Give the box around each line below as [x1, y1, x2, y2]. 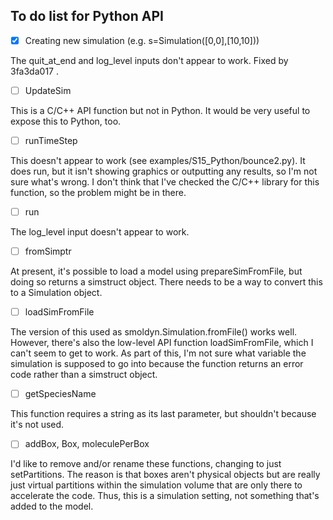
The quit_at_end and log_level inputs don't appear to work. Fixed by [10, 54, 289, 66]
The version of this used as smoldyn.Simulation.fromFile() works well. [10, 326, 298, 338]
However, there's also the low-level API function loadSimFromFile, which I [10, 337, 314, 349]
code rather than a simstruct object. [10, 369, 158, 381]
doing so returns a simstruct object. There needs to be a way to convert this [10, 276, 323, 288]
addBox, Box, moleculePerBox [24, 438, 150, 450]
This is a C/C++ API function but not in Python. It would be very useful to [10, 104, 311, 116]
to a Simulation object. [10, 287, 103, 299]
